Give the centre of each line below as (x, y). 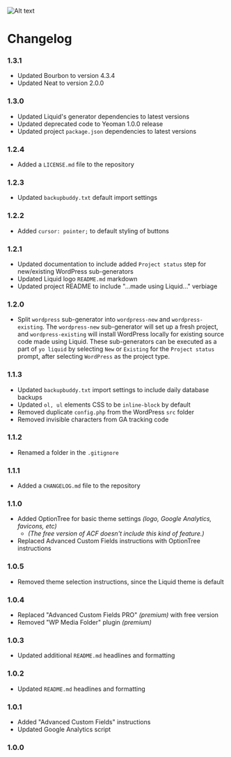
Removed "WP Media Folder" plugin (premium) (84, 623)
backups (30, 397)
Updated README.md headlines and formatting (81, 689)
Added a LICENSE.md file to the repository (75, 164)
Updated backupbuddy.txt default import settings (87, 198)
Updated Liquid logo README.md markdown (77, 279)
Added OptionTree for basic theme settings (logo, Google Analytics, (114, 519)
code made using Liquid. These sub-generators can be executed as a (117, 342)
